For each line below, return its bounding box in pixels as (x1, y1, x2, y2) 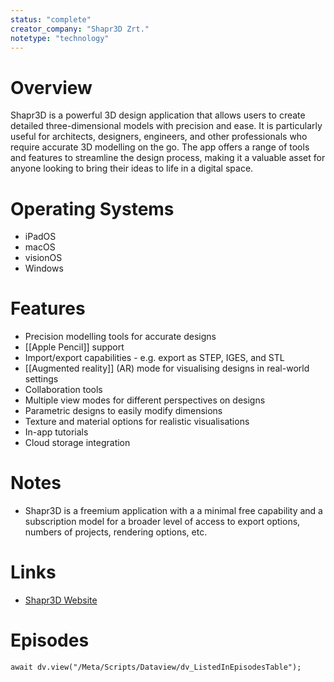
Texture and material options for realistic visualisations (24, 416, 250, 428)
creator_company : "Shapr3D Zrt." (10, 24, 150, 34)
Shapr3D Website (24, 594, 98, 606)
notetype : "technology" (10, 33, 110, 43)
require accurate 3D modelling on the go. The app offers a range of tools (10, 141, 310, 153)
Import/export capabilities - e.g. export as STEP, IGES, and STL (24, 352, 285, 364)
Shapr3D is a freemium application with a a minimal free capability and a (24, 505, 323, 517)
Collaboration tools (24, 384, 103, 396)
